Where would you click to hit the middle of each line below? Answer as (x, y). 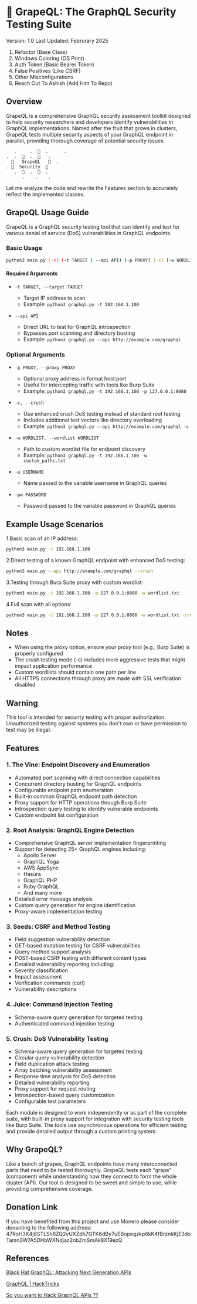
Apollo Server (40, 855)
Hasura (32, 874)
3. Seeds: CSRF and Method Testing (58, 927)
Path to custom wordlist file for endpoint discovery (84, 449)
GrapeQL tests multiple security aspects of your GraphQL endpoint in (90, 134)
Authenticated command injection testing (64, 1023)
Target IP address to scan (54, 298)
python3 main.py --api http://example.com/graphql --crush (80, 571)
